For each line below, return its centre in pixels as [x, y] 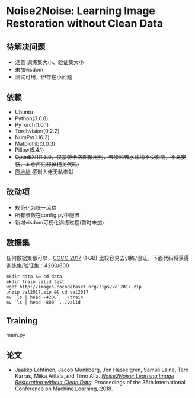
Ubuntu [24, 112]
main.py [16, 335]
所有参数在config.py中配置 [47, 215]
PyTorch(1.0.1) [32, 124]
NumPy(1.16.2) [32, 137]
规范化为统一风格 [36, 207]
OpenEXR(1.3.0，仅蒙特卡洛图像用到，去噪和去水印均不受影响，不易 [98, 157]
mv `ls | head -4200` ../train [45, 297]
